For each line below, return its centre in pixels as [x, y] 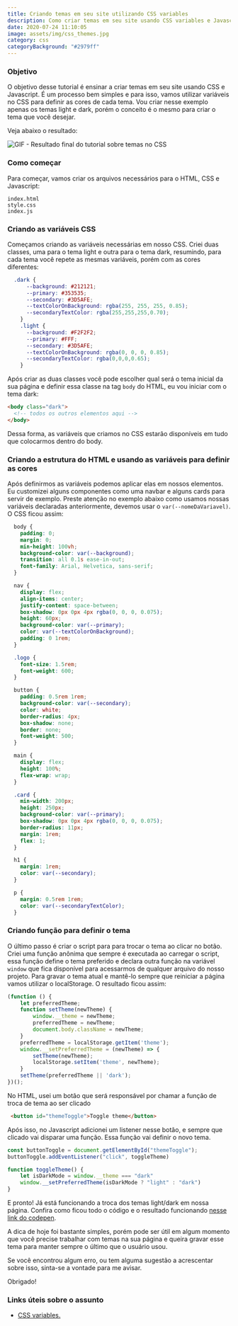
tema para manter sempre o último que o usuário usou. [87, 1247]
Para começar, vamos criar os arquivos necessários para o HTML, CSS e [113, 178]
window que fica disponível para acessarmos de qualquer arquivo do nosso [116, 968]
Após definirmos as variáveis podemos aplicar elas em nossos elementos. [115, 484]
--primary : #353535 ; [56, 293]
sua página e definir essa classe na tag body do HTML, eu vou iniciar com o [117, 387]
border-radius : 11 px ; [52, 828]
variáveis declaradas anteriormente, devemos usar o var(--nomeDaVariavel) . [119, 506]
